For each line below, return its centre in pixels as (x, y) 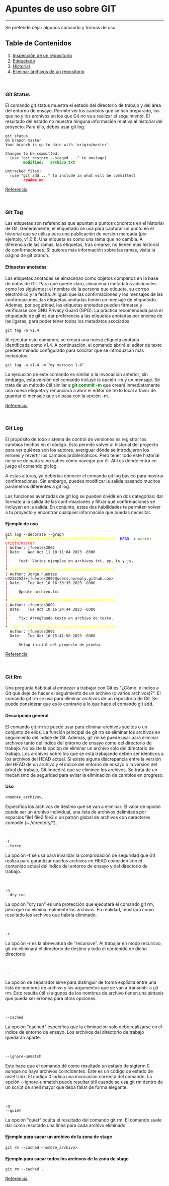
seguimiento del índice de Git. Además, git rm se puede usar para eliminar (82, 737)
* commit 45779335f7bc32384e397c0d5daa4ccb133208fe (60, 627)
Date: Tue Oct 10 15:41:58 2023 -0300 (53, 636)
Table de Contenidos (38, 43)
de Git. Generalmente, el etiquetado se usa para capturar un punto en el (80, 229)
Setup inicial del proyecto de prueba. (60, 645)
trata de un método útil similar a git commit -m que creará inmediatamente (82, 385)
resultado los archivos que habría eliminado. (51, 915)
